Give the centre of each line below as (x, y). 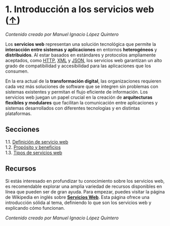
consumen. (17, 71)
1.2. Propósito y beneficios (33, 147)
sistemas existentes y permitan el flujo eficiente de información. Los (77, 92)
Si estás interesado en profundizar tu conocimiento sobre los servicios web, (85, 181)
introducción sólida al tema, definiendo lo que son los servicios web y (78, 203)
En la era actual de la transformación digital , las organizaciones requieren (83, 81)
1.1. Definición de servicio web (37, 142)
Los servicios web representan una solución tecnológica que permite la (81, 44)
